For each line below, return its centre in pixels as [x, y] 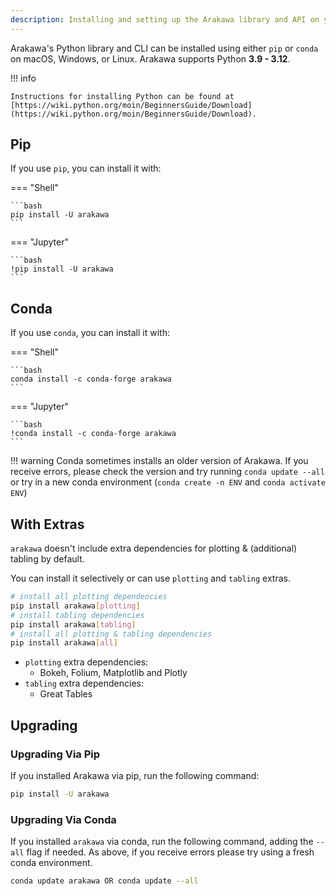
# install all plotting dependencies [89, 597]
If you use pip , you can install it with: [86, 168]
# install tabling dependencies [77, 615]
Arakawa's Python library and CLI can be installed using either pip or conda [164, 48]
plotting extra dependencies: [86, 662]
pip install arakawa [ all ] [64, 643]
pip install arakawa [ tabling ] [73, 624]
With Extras [47, 524]
